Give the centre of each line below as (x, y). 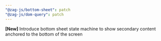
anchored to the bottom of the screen (44, 34)
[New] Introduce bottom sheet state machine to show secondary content (80, 28)
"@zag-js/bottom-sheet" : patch (38, 10)
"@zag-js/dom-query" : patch (35, 14)
